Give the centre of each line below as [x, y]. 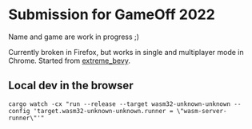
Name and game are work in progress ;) [74, 37]
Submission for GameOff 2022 [112, 15]
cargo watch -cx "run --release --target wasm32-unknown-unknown [119, 104]
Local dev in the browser [71, 86]
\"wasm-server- [202, 111]
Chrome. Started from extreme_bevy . [69, 61]
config [19, 111]
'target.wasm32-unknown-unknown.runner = [103, 111]
